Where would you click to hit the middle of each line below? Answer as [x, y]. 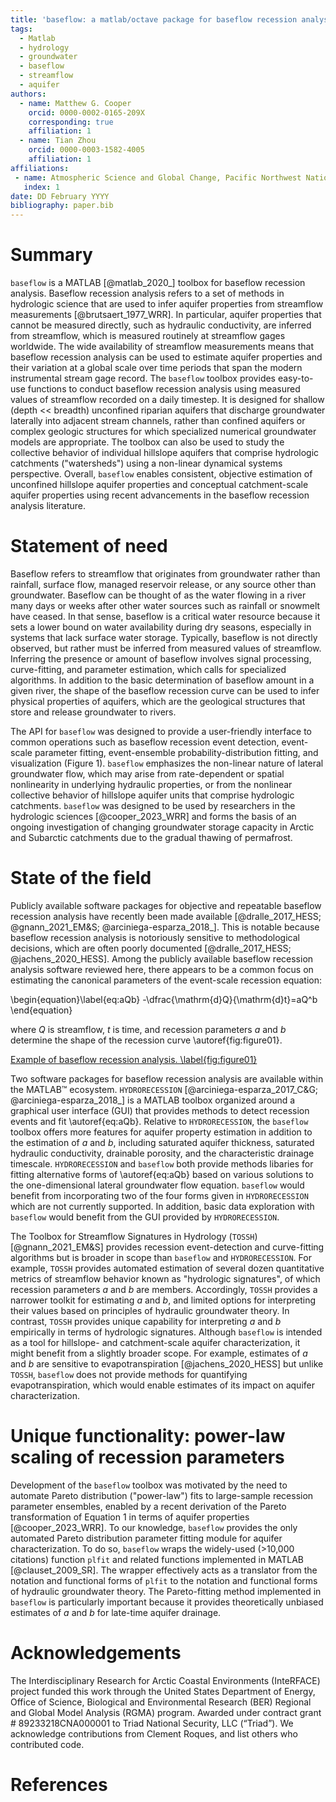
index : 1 [41, 187]
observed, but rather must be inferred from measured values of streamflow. [166, 648]
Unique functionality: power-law [148, 1436]
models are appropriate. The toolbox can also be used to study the [147, 442]
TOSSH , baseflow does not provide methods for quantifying [129, 1374]
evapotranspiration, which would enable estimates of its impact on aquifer [162, 1385]
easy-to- [295, 378]
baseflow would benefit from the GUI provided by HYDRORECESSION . [145, 1217]
